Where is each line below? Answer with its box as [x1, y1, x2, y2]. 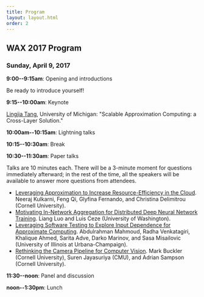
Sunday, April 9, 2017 [6, 61, 71, 70]
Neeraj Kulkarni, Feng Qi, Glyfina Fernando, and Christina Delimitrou [15, 196, 186, 203]
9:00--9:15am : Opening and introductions [6, 75, 113, 82]
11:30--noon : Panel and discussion [6, 272, 94, 279]
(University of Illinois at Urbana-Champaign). [15, 241, 128, 248]
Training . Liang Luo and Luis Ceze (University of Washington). [15, 215, 171, 223]
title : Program [6, 9, 45, 15]
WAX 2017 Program [6, 43, 82, 53]
